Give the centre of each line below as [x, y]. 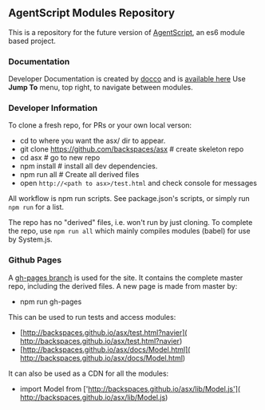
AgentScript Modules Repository [92, 13]
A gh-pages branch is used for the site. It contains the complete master [126, 278]
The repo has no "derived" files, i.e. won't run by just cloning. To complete [131, 223]
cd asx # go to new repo [60, 158]
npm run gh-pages [51, 302]
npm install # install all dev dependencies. [89, 166]
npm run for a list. [36, 207]
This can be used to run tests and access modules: [92, 317]
